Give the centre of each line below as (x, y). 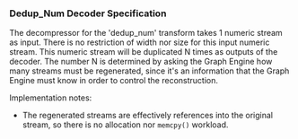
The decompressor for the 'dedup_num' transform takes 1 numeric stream (146, 33)
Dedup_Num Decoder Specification (88, 13)
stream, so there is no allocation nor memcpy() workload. (125, 125)
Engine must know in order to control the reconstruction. (114, 81)
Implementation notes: (51, 98)
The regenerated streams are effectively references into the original (148, 116)
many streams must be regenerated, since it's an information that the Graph (149, 71)
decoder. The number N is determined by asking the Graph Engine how (141, 62)
